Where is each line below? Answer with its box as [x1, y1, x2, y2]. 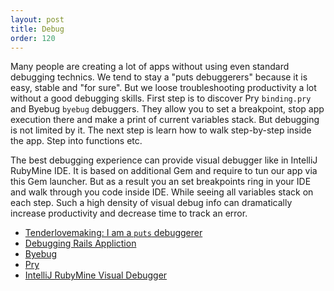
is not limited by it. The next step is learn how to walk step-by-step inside [10, 124, 312, 136]
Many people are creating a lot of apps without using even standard [10, 61, 290, 73]
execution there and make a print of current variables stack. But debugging [10, 114, 320, 126]
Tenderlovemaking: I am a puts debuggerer [24, 227, 203, 239]
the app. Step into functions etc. [10, 135, 143, 147]
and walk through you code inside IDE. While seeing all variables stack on [10, 186, 314, 198]
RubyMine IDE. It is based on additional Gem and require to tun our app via [10, 165, 318, 177]
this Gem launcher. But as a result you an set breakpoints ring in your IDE [10, 176, 312, 188]
